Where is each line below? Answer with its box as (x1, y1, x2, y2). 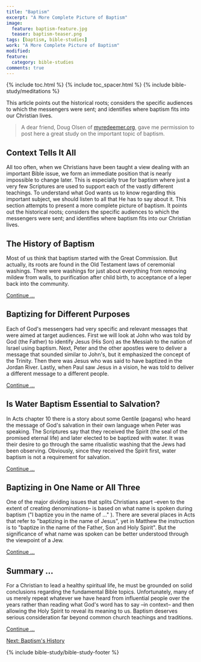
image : (6, 20, 23, 26)
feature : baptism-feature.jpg (11, 25, 87, 32)
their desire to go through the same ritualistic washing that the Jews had (6, 441, 186, 448)
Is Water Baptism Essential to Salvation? (6, 399, 161, 409)
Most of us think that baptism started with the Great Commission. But (6, 255, 178, 262)
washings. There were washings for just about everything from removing (6, 267, 187, 274)
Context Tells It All (6, 147, 76, 158)
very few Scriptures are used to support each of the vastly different (6, 183, 173, 190)
